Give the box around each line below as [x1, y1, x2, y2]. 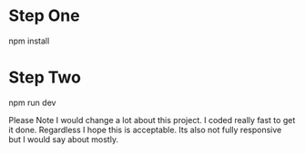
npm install [8, 35, 50, 46]
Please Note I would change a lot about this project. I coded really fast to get [8, 114, 296, 125]
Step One [8, 5, 80, 26]
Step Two [8, 67, 81, 88]
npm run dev [8, 97, 56, 108]
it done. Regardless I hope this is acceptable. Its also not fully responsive [8, 124, 282, 135]
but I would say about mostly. [8, 133, 119, 145]
